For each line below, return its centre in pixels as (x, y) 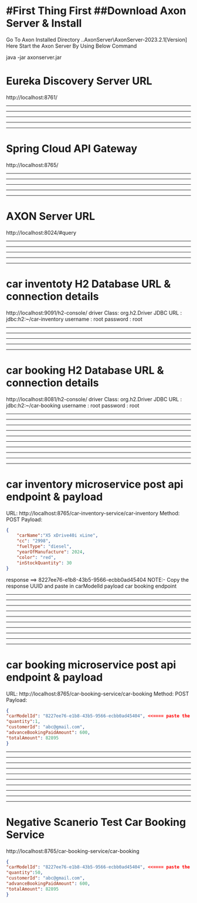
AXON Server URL (51, 216)
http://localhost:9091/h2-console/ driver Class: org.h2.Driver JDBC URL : (94, 312)
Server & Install (44, 23)
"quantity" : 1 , (23, 722)
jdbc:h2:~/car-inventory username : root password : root (74, 319)
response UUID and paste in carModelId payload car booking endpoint (91, 586)
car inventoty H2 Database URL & (89, 284)
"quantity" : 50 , (25, 873)
